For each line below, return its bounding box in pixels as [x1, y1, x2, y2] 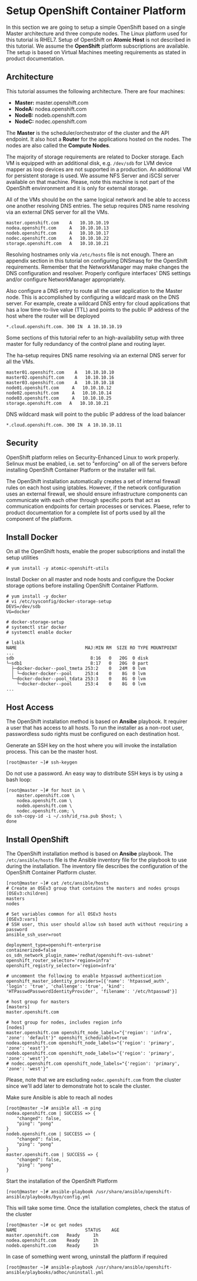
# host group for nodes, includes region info [6, 1019, 122, 1025]
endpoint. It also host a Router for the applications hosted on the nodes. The [6, 136, 192, 143]
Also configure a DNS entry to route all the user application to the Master [6, 287, 183, 294]
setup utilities [6, 554, 39, 561]
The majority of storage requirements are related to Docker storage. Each [6, 153, 184, 160]
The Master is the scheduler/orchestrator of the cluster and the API [6, 129, 169, 136]
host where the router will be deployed [6, 312, 100, 319]
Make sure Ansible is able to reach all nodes [6, 1094, 113, 1101]
